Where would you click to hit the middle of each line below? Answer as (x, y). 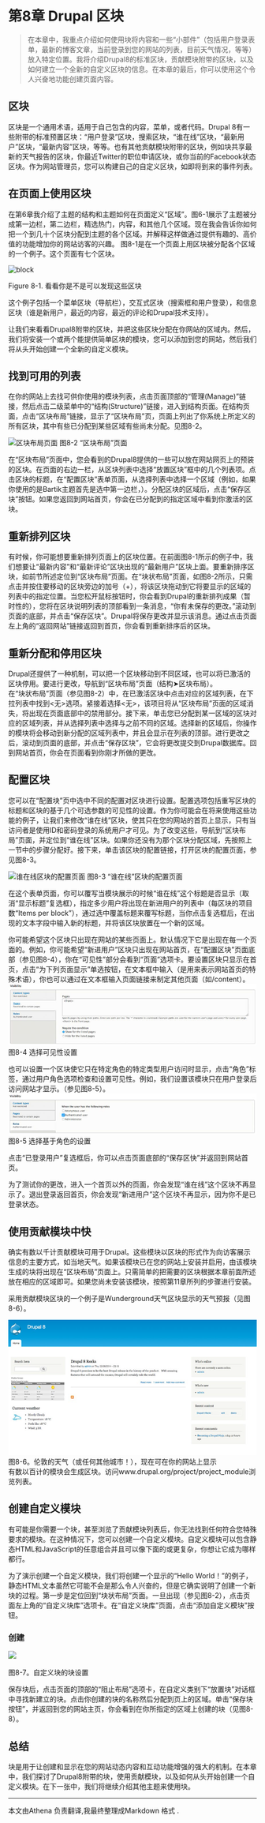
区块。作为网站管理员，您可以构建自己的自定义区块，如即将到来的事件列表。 (132, 166)
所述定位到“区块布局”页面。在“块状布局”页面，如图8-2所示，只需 (147, 576)
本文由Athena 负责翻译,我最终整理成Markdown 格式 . (94, 1810)
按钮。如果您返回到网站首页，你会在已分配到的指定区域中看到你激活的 (132, 499)
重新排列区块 (39, 536)
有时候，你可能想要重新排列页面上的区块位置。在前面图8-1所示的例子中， (127, 557)
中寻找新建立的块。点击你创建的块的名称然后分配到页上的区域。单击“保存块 (131, 1699)
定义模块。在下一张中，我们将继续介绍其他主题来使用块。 (101, 1786)
